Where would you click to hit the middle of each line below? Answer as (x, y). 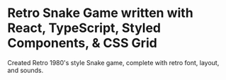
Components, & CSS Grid (82, 43)
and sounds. (26, 70)
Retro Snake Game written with (100, 13)
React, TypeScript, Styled (84, 28)
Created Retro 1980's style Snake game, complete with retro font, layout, (113, 62)
